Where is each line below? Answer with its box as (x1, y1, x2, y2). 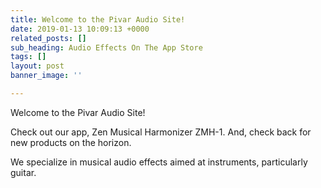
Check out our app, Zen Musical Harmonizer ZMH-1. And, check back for (10, 126, 312, 138)
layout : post (10, 61, 65, 71)
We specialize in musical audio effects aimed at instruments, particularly (10, 156, 308, 168)
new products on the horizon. (10, 136, 132, 148)
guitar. (10, 166, 37, 178)
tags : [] (10, 52, 47, 62)
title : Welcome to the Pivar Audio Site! (10, 14, 186, 25)
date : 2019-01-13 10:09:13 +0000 (10, 24, 150, 34)
